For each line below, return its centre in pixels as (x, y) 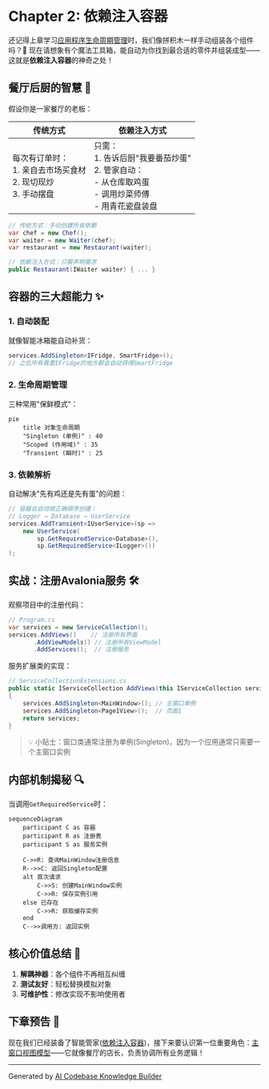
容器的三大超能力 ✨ (56, 297)
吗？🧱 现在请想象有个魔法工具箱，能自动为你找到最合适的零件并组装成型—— (134, 50)
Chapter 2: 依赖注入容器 (88, 16)
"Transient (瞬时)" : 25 (63, 453)
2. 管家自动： (118, 170)
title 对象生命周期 (51, 428)
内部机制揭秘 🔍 (46, 780)
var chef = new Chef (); (48, 233)
